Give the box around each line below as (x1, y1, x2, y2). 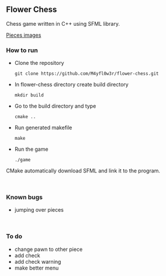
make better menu (14, 264, 59, 271)
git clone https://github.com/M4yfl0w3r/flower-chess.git (14, 71, 159, 77)
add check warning (14, 258, 61, 265)
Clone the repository (14, 60, 64, 67)
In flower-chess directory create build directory (14, 81, 129, 88)
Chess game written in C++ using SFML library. (6, 20, 120, 27)
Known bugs (6, 193, 43, 201)
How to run (6, 46, 38, 54)
